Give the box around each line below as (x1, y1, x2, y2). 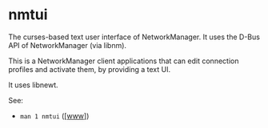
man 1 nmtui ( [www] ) (19, 110, 90, 121)
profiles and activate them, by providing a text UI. (8, 64, 170, 74)
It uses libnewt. (8, 80, 58, 90)
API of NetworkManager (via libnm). (8, 40, 126, 50)
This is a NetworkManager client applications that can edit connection (8, 56, 239, 66)
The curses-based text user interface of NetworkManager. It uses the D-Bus (8, 32, 260, 42)
